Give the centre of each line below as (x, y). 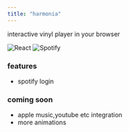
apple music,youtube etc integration (70, 115)
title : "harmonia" (34, 14)
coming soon (30, 100)
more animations (42, 122)
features (22, 66)
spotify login (36, 81)
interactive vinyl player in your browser (64, 34)
